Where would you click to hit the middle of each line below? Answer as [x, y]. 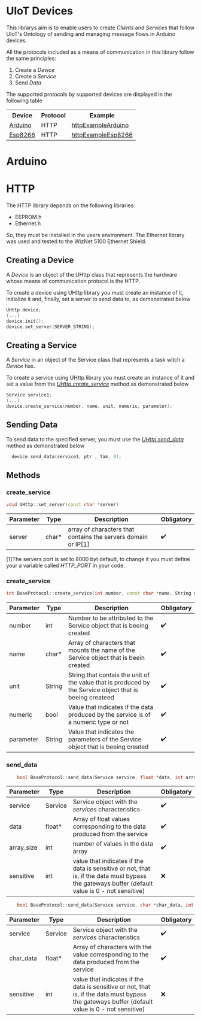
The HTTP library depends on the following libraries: [71, 205]
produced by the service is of [109, 715]
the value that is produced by [109, 683]
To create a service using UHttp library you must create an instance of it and [100, 378]
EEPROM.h [28, 217]
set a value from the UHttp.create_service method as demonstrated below [98, 384]
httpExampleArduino [100, 125]
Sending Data [32, 425]
